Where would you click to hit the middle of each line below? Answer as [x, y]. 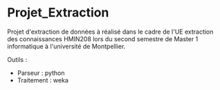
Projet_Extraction [58, 13]
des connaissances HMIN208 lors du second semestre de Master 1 [103, 38]
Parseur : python [41, 73]
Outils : [17, 59]
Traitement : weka [43, 80]
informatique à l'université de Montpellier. [66, 46]
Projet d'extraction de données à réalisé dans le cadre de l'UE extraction [110, 32]
